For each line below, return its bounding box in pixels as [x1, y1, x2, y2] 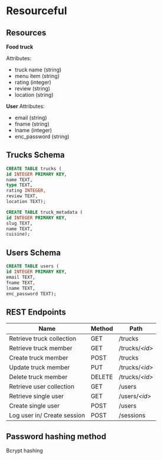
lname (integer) [14, 127, 52, 133]
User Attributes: [6, 103, 45, 110]
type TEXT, [6, 182, 33, 188]
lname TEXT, [6, 285, 35, 291]
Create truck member [9, 354, 69, 362]
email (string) [14, 114, 47, 121]
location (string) [14, 92, 54, 98]
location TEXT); [6, 199, 46, 205]
